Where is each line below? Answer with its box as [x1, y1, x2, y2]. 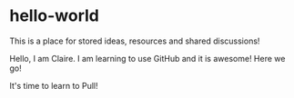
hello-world [9, 5, 100, 26]
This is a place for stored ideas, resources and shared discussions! [9, 35, 260, 46]
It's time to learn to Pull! [9, 80, 98, 91]
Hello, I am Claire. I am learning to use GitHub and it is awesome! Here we [9, 53, 286, 64]
